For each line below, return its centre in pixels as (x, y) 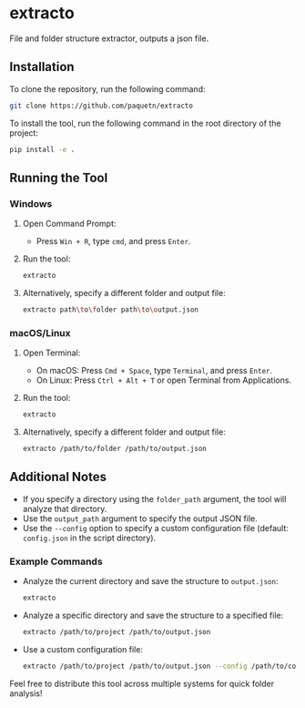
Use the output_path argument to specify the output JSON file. (140, 518)
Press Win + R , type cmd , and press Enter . (113, 241)
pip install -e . (42, 149)
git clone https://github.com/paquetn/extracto (102, 106)
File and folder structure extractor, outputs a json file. (109, 38)
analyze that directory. (65, 508)
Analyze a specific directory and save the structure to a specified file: (153, 615)
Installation (42, 67)
